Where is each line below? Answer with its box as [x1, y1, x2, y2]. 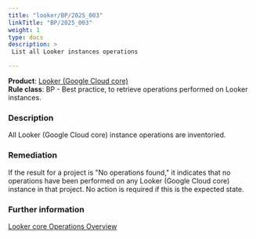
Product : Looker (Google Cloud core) [8, 76, 129, 85]
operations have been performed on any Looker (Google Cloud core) [8, 176, 230, 185]
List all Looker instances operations [11, 48, 139, 56]
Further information [8, 204, 85, 215]
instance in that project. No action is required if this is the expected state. [8, 184, 244, 194]
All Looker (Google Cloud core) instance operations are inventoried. [8, 130, 226, 139]
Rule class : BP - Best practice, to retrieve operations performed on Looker [8, 85, 248, 94]
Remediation [8, 150, 57, 161]
